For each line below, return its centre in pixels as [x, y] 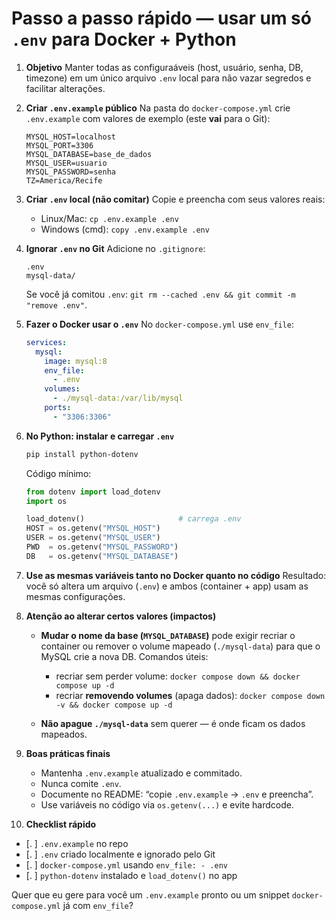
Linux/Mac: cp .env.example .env [109, 218]
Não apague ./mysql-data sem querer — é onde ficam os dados [173, 723]
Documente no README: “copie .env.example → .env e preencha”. [177, 794]
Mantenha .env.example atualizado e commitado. [141, 773]
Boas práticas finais [68, 753]
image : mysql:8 [76, 361]
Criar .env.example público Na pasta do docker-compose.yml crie [158, 108]
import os [46, 501]
